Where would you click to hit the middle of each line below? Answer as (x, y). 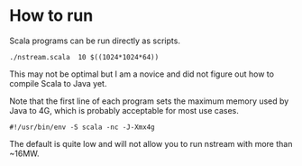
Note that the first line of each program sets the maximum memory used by (149, 101)
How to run (51, 16)
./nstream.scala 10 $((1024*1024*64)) (84, 57)
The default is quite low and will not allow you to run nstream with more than (151, 143)
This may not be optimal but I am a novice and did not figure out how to (142, 74)
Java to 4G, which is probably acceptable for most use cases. (124, 110)
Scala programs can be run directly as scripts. (95, 41)
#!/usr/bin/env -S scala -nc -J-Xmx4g (82, 127)
